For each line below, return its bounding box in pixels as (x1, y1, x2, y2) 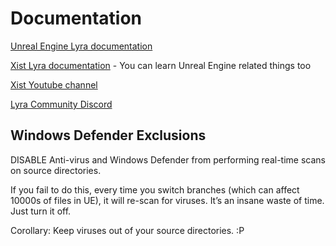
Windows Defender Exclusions (10, 127, 207, 144)
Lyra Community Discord (10, 98, 113, 110)
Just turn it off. (10, 205, 72, 217)
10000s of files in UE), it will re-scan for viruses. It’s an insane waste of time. (10, 194, 325, 206)
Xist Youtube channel (10, 78, 98, 91)
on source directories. (10, 164, 102, 176)
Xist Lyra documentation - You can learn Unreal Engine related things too (10, 59, 312, 71)
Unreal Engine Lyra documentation (10, 40, 153, 52)
